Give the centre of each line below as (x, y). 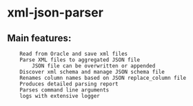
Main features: (39, 38)
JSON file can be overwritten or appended (94, 66)
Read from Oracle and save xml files (74, 54)
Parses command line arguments (64, 90)
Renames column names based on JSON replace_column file (103, 78)
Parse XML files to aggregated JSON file (80, 60)
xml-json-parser (55, 13)
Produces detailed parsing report (69, 84)
